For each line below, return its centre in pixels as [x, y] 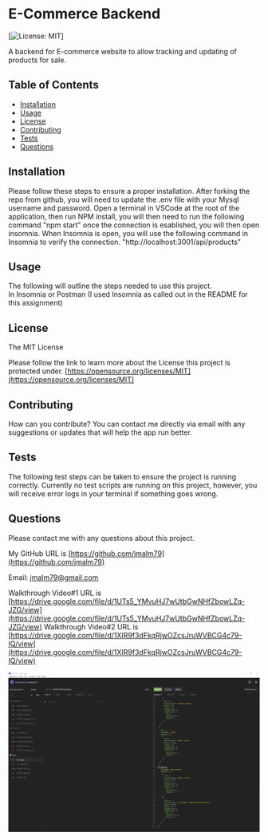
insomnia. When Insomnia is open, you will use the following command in [128, 233]
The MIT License [36, 347]
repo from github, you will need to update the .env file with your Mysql [124, 199]
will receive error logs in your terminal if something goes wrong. [113, 493]
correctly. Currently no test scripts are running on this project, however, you [133, 485]
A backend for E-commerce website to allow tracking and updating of [122, 51]
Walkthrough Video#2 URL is [91, 626]
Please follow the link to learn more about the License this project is [120, 363]
